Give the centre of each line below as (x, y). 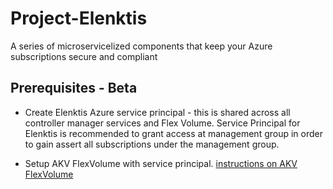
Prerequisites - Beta (74, 88)
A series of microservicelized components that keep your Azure (141, 46)
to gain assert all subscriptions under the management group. (152, 144)
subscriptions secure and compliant (84, 56)
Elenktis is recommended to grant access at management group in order (173, 133)
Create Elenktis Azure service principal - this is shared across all (157, 112)
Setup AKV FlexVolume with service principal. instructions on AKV (161, 163)
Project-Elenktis (79, 18)
